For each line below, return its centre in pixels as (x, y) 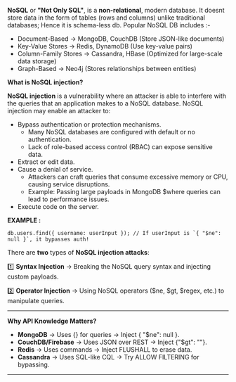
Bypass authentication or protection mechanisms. (89, 125)
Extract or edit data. (46, 162)
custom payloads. (33, 276)
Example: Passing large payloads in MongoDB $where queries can (124, 192)
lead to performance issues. (68, 199)
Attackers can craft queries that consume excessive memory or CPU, (128, 177)
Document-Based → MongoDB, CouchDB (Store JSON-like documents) (121, 39)
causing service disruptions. (69, 184)
